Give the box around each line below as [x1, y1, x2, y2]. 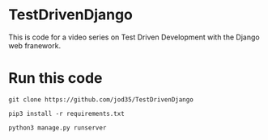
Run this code [8, 69, 103, 88]
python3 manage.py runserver [8, 123, 107, 132]
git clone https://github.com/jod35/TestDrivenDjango [8, 95, 194, 104]
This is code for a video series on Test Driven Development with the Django [8, 32, 261, 42]
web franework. [8, 40, 62, 50]
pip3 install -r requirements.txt [8, 109, 125, 117]
